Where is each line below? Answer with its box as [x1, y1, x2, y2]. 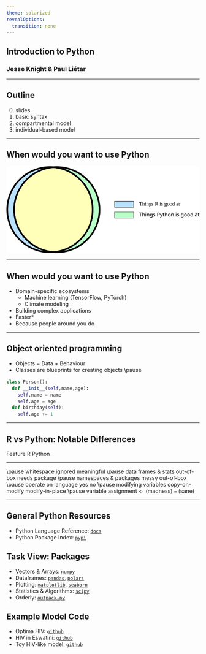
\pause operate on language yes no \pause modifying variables [6, 481, 167, 488]
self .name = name [17, 392, 62, 398]
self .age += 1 [17, 411, 53, 417]
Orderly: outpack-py [15, 593, 66, 601]
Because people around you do [15, 320, 95, 327]
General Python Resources [6, 511, 111, 521]
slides [15, 106, 31, 113]
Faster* [15, 313, 34, 321]
